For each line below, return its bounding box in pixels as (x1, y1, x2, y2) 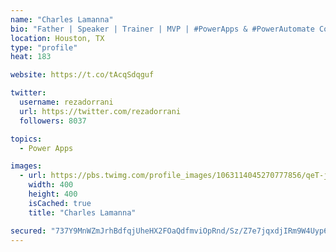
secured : (10, 226, 47, 236)
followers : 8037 (19, 116, 87, 126)
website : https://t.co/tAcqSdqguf (10, 70, 155, 80)
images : (10, 161, 43, 171)
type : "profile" (10, 42, 78, 53)
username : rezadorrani (19, 97, 114, 107)
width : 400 (28, 180, 74, 190)
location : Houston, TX (10, 33, 105, 43)
